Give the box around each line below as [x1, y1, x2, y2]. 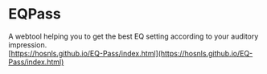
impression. [8, 39, 47, 49]
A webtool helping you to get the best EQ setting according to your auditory [8, 31, 259, 41]
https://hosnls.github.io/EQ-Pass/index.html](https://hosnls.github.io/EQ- [10, 48, 253, 58]
